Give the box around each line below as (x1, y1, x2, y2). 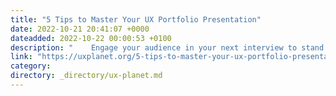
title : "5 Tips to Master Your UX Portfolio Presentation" (10, 14, 262, 25)
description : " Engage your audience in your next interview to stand (10, 42, 325, 53)
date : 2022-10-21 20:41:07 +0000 (10, 24, 150, 34)
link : (10, 52, 33, 62)
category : (10, 61, 52, 71)
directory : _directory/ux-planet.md (10, 71, 163, 81)
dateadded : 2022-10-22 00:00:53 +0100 (10, 33, 172, 43)
